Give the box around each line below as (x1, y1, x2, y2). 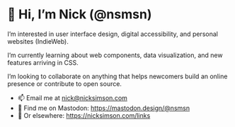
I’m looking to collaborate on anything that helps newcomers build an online (7, 72, 228, 80)
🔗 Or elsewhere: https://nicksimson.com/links (17, 111, 151, 119)
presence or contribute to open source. (7, 79, 122, 87)
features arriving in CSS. (7, 58, 79, 66)
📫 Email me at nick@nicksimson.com (17, 93, 127, 102)
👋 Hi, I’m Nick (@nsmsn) (7, 6, 152, 23)
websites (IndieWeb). (7, 37, 69, 45)
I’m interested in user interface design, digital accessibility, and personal (7, 30, 218, 38)
